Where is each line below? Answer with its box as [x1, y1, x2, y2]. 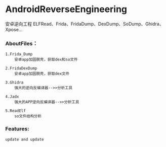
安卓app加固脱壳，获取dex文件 [14, 71, 70, 77]
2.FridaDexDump [5, 66, 37, 71]
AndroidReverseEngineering [5, 4, 128, 15]
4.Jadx [5, 94, 19, 99]
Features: [5, 125, 29, 132]
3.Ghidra [5, 80, 24, 85]
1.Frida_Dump [5, 52, 33, 57]
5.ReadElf [5, 108, 26, 114]
